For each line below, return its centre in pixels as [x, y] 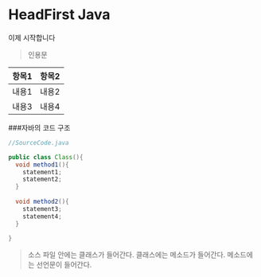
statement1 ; [42, 172]
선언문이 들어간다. [64, 265]
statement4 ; [42, 217]
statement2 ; [42, 179]
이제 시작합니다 [32, 37]
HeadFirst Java [59, 15]
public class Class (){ [46, 157]
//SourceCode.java [39, 142]
